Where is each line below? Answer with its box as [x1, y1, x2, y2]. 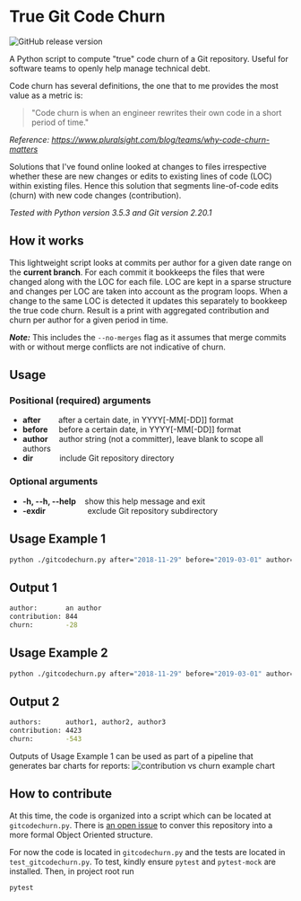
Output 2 [9, 693, 60, 709]
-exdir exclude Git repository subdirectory [21, 505, 218, 516]
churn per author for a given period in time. [9, 314, 168, 325]
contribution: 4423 [9, 726, 82, 736]
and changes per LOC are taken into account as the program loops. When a [9, 286, 288, 296]
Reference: [9, 134, 50, 145]
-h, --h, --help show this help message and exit [21, 496, 206, 507]
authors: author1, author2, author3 [9, 718, 167, 727]
